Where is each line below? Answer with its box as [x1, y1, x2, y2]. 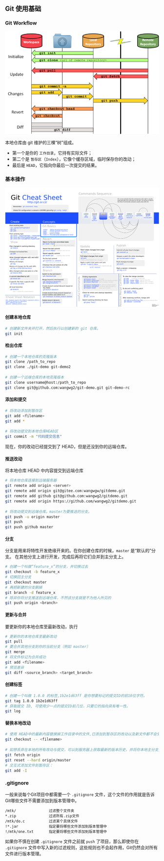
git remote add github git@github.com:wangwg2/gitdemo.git [5, 494, 128, 499]
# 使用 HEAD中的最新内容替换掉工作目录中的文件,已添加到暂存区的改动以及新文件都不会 [5, 732, 157, 737]
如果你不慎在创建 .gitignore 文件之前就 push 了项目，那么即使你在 [5, 838, 139, 844]
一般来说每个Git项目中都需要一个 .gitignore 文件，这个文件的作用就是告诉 [5, 791, 155, 797]
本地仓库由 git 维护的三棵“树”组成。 [5, 139, 77, 145]
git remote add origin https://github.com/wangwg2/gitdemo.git [5, 499, 137, 504]
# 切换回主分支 [5, 575, 32, 580]
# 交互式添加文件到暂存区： [5, 763, 54, 768]
